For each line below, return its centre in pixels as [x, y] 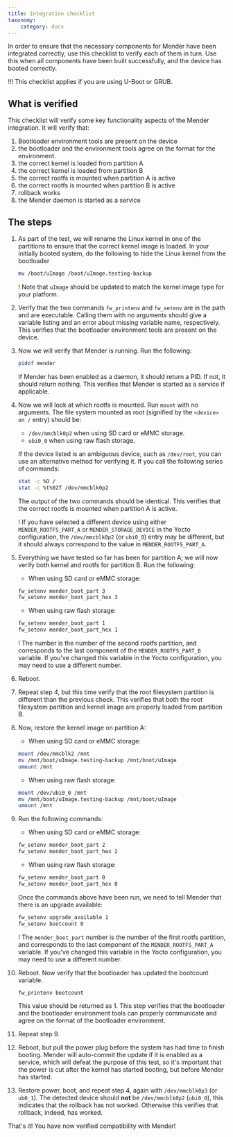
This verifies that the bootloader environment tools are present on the [117, 330]
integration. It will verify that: [49, 128]
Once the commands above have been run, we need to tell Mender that [120, 897]
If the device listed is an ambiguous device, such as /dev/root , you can [120, 454]
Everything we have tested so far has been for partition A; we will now [118, 557]
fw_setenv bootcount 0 [51, 924]
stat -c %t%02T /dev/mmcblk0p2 [63, 488]
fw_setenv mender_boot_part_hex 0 [68, 884]
